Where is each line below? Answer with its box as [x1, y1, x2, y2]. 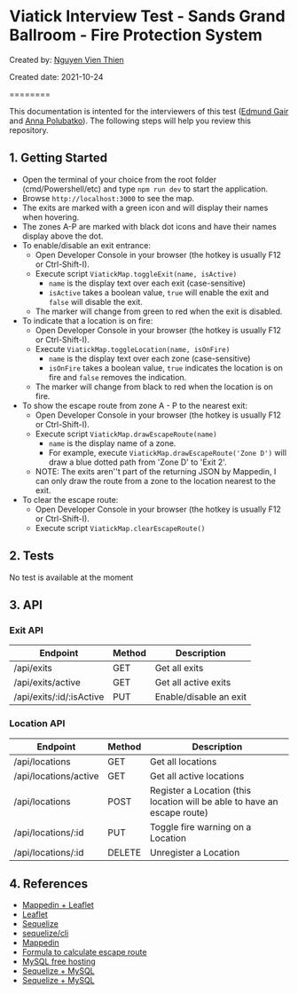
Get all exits [154, 662, 204, 675]
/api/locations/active [13, 770, 99, 782]
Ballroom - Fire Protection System [9, 25, 263, 45]
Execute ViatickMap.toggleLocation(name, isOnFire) [35, 343, 231, 354]
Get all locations [149, 755, 217, 768]
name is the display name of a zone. [48, 437, 176, 449]
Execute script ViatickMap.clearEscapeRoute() [35, 522, 206, 533]
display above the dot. [21, 231, 104, 241]
